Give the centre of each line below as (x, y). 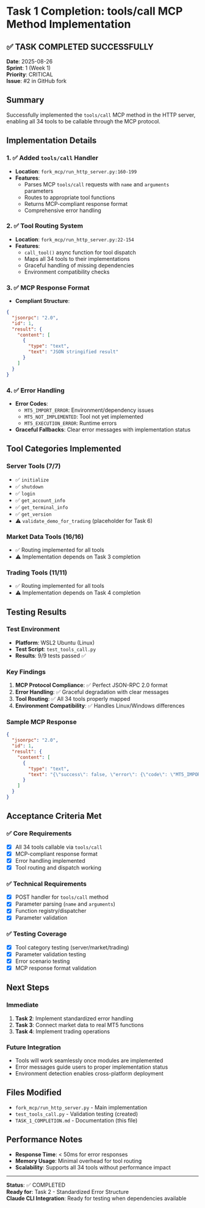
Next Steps (28, 988)
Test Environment (33, 629)
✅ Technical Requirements (47, 884)
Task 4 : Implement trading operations (63, 1031)
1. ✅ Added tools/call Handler (52, 158)
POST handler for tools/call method (62, 897)
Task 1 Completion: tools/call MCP (95, 11)
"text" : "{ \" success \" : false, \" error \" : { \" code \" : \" (102, 774)
